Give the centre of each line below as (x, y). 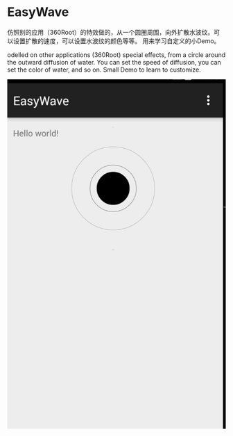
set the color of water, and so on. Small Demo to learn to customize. (104, 70)
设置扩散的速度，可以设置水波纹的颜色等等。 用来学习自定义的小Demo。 (116, 41)
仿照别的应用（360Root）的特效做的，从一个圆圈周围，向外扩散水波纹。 (111, 32)
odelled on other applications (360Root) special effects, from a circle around (116, 55)
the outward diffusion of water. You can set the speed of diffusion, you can (114, 62)
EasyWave (38, 12)
